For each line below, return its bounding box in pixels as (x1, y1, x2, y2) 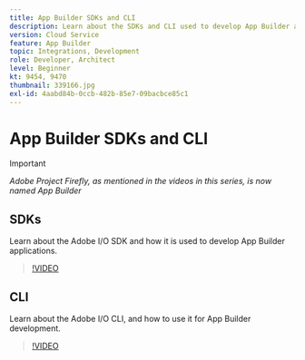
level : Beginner (9, 64, 71, 73)
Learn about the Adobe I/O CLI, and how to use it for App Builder (9, 314, 251, 325)
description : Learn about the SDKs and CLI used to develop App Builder (9, 22, 290, 31)
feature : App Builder (9, 38, 92, 48)
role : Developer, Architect (9, 55, 116, 64)
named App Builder (9, 185, 82, 196)
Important (9, 158, 46, 169)
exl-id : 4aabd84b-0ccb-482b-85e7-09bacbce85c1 (9, 89, 189, 98)
